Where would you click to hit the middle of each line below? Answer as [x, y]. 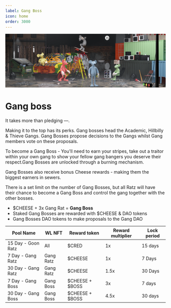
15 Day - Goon [23, 243]
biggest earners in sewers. [33, 177]
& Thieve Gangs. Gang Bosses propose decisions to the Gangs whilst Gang [84, 136]
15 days [150, 246]
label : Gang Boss [24, 11]
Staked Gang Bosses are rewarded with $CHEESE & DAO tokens [80, 214]
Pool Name [24, 233]
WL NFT [54, 233]
